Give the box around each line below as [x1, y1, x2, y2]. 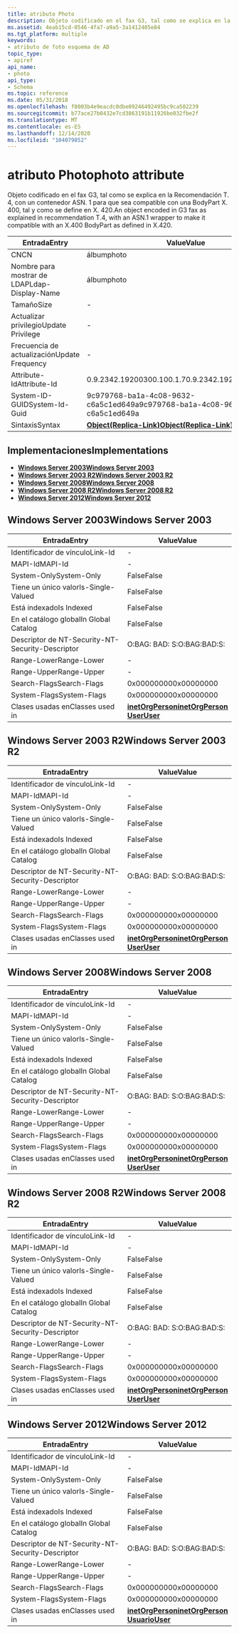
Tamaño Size [11, 300, 53, 310]
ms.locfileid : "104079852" [7, 136, 87, 143]
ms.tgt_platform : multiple [7, 30, 87, 38]
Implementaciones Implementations [7, 444, 169, 456]
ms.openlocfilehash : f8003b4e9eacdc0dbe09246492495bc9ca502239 [7, 103, 199, 111]
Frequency [11, 359, 47, 369]
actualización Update [11, 350, 80, 360]
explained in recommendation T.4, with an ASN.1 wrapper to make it [7, 213, 206, 222]
